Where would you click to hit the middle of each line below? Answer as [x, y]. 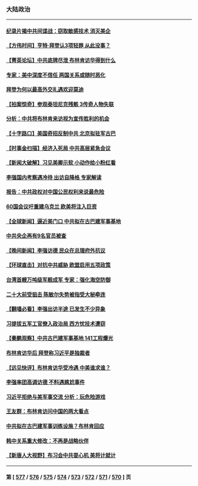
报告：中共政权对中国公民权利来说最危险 [55, 192]
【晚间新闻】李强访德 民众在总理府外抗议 [56, 250]
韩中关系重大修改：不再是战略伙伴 [47, 440]
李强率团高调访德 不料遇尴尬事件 [46, 382]
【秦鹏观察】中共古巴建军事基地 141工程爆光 [60, 338]
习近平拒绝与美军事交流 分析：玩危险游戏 [56, 397]
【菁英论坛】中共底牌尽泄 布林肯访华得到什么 [61, 60]
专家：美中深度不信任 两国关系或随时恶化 [56, 74]
